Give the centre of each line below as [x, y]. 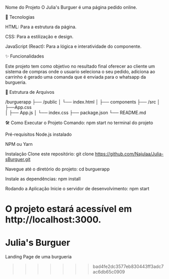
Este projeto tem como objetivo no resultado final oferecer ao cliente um [80, 66]
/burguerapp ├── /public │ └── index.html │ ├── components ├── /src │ [82, 102]
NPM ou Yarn [19, 144]
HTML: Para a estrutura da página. [41, 27]
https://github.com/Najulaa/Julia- [129, 154]
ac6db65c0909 [109, 272]
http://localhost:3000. [53, 220]
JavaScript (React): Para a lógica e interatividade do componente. [73, 46]
